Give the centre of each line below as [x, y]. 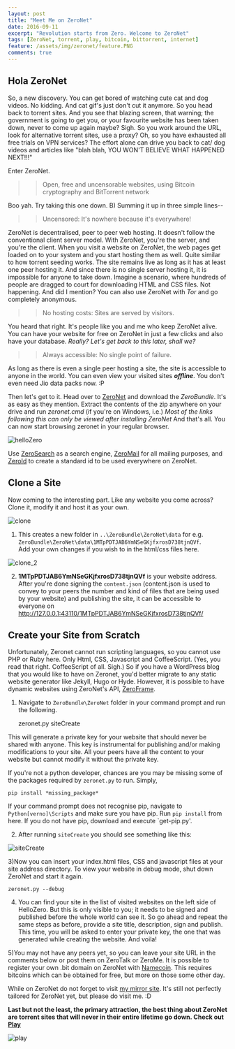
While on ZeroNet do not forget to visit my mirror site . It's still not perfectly [115, 989]
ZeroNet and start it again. [46, 876]
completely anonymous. [43, 299]
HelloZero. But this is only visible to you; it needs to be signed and [113, 910]
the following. [38, 710]
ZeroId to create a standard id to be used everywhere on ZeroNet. [103, 461]
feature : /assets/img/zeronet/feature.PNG [70, 46]
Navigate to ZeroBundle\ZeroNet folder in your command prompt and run [122, 702]
